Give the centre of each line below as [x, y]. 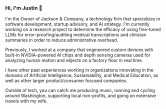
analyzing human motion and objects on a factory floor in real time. [74, 60]
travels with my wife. [26, 101]
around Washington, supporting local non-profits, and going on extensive [81, 96]
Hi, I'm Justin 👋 [24, 8]
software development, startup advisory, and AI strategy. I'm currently [77, 24]
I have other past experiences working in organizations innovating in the [79, 70]
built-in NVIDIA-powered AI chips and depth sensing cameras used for [78, 55]
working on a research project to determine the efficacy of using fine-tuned [83, 29]
